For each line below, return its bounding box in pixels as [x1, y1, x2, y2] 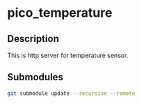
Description [7, 33, 59, 45]
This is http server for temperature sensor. [7, 51, 129, 59]
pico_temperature [7, 5, 113, 21]
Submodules [7, 71, 64, 83]
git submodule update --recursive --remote [7, 89, 136, 97]
